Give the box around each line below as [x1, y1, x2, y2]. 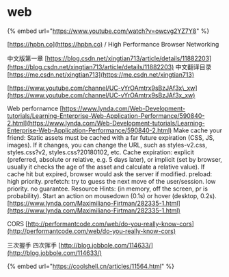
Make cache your [173, 126, 222, 134]
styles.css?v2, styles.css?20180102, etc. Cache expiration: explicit [7, 148, 195, 156]
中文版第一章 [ [7, 54, 48, 62]
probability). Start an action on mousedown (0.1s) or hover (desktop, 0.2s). [7, 191, 217, 200]
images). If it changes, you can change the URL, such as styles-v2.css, [7, 141, 207, 149]
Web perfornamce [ [7, 104, 63, 112]
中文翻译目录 [175, 62, 212, 71]
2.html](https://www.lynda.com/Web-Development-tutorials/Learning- [7, 119, 205, 127]
